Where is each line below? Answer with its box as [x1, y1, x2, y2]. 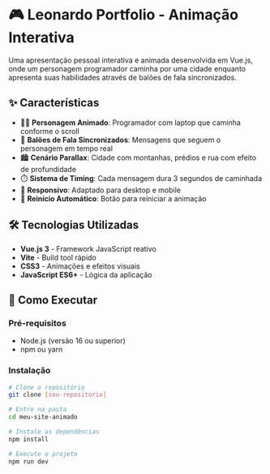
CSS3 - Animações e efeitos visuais [19, 261, 140, 271]
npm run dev [8, 457, 49, 466]
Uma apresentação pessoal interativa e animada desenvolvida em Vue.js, [8, 55, 253, 65]
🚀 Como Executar [8, 293, 98, 307]
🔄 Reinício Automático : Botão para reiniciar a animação [19, 193, 207, 203]
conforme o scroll [19, 126, 79, 136]
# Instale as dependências [8, 428, 100, 436]
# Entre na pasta [8, 406, 67, 414]
